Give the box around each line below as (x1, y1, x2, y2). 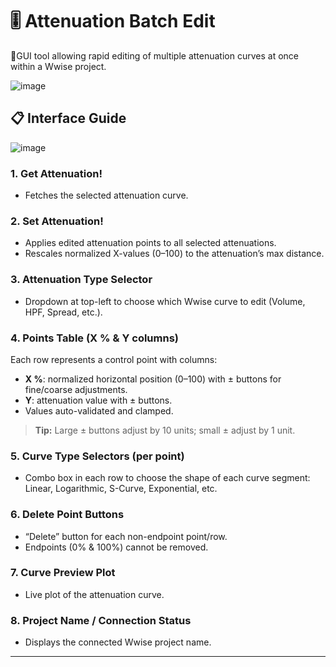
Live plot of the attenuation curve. (24, 588, 165, 600)
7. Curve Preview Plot (10, 566, 116, 580)
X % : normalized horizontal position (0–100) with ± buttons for (24, 373, 282, 385)
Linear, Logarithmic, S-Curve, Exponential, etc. (24, 483, 218, 495)
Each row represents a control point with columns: (10, 353, 218, 365)
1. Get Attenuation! (10, 166, 103, 180)
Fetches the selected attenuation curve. (24, 189, 189, 202)
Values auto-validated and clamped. (24, 404, 174, 417)
